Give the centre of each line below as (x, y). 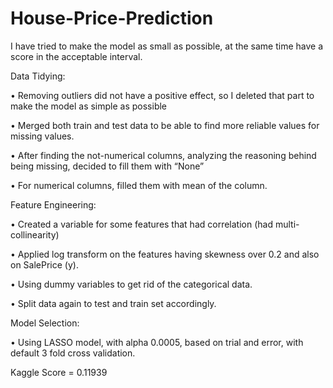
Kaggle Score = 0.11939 (59, 372)
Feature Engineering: (53, 204)
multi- (287, 224)
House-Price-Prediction (112, 18)
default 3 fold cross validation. (73, 353)
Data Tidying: (38, 76)
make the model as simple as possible (89, 106)
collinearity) (35, 234)
